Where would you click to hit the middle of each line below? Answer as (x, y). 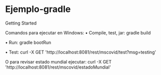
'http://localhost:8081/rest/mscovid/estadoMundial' (58, 67)
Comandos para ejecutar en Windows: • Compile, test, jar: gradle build (78, 32)
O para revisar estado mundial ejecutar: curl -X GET (58, 61)
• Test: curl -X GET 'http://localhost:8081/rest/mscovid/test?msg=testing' (81, 52)
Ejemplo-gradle (38, 9)
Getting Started (21, 23)
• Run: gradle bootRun (28, 42)
